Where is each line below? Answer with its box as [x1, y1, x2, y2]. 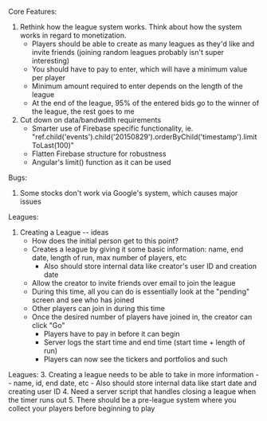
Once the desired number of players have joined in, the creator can [31, 312, 253, 322]
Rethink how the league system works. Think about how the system [19, 22, 242, 31]
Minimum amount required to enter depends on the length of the [31, 81, 243, 91]
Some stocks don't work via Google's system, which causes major [19, 189, 238, 197]
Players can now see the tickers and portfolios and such [43, 354, 229, 364]
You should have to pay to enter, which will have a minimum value [31, 64, 248, 74]
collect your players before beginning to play [8, 403, 155, 413]
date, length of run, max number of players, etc [31, 253, 187, 262]
